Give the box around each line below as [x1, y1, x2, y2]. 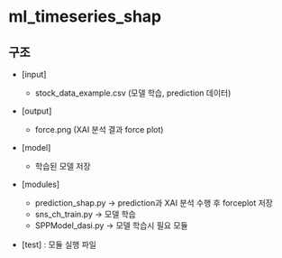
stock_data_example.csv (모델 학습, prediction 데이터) [34, 88, 232, 98]
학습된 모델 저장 [34, 161, 91, 171]
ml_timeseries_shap [8, 6, 162, 27]
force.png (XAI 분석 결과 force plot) [34, 124, 164, 134]
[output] [21, 106, 52, 116]
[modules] [21, 179, 60, 189]
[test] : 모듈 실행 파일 [21, 239, 96, 250]
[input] [21, 69, 47, 79]
